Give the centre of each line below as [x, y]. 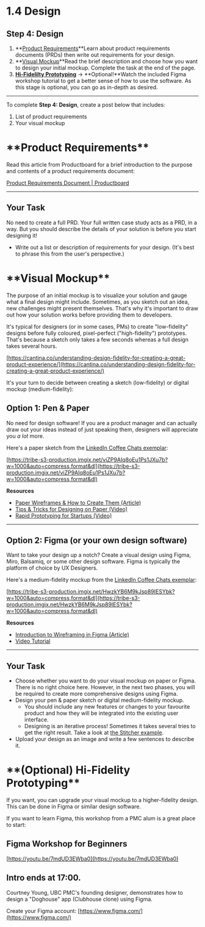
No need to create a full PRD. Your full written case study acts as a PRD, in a [102, 222]
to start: [16, 825]
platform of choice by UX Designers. [52, 568]
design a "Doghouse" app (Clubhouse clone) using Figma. [79, 899]
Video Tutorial [33, 641]
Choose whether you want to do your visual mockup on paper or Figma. [106, 681]
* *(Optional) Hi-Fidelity [68, 770]
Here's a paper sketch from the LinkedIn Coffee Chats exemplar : [87, 448]
